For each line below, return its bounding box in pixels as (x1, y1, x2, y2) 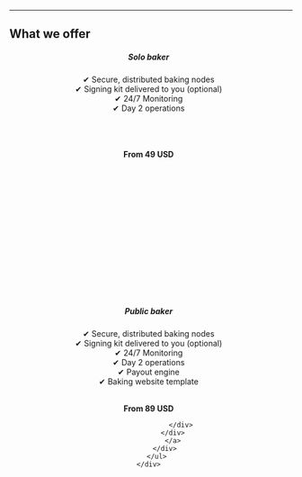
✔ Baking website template (98, 375, 200, 387)
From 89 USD (123, 402, 174, 414)
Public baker (124, 305, 173, 316)
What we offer (9, 26, 92, 41)
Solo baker (128, 51, 170, 62)
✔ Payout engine (117, 366, 180, 377)
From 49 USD (123, 149, 174, 160)
